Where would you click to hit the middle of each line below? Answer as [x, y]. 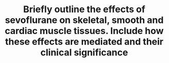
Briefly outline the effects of [84, 9]
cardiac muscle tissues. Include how [84, 31]
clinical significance [84, 53]
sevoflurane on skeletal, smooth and [84, 20]
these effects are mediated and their [84, 42]
